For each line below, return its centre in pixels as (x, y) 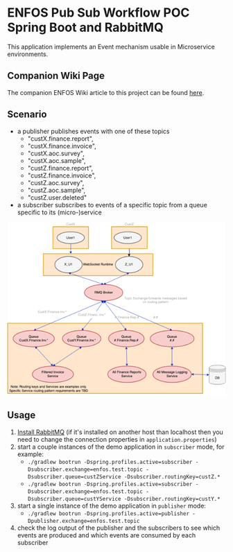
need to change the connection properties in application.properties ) (117, 439)
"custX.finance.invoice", (62, 146)
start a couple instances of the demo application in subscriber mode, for (121, 447)
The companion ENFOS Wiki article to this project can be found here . (106, 92)
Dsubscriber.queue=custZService (74, 476)
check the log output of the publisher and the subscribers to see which (119, 528)
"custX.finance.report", (60, 138)
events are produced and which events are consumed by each (106, 535)
